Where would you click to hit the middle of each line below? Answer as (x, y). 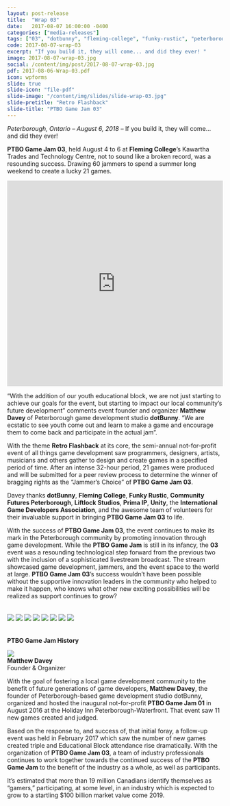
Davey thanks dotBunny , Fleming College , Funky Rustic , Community (106, 495)
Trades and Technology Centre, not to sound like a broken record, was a (109, 156)
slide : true (24, 84)
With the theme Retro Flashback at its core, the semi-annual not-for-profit (112, 445)
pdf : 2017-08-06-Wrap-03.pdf (49, 71)
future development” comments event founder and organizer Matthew (106, 410)
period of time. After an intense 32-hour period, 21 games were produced (111, 467)
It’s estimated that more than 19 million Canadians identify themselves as (110, 780)
